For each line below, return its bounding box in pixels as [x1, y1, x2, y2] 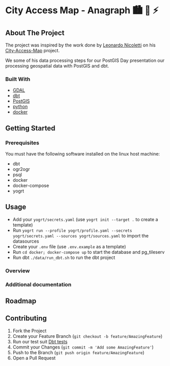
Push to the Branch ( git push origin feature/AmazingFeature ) [12, 349, 144, 355]
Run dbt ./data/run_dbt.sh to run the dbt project [12, 254, 115, 261]
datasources [12, 238, 39, 244]
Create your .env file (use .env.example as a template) [12, 243, 126, 249]
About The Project [5, 28, 65, 37]
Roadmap [5, 297, 37, 306]
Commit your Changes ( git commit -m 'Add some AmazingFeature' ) [12, 344, 154, 350]
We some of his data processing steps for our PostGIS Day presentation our [5, 57, 165, 63]
